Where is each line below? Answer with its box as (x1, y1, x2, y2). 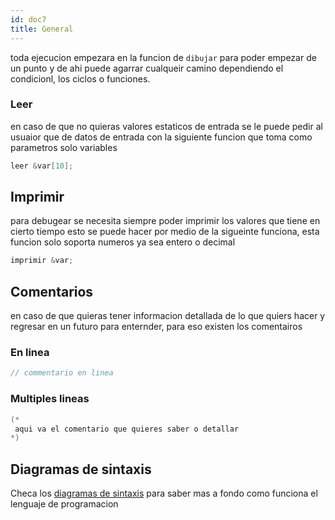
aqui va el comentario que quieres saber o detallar (14, 424, 240, 434)
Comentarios (10, 283, 94, 300)
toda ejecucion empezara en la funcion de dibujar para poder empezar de (10, 51, 317, 63)
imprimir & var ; (10, 256, 74, 266)
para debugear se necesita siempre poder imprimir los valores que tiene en (10, 215, 321, 227)
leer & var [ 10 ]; (10, 161, 74, 171)
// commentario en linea (10, 368, 114, 378)
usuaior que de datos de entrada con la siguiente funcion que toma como (10, 131, 313, 143)
